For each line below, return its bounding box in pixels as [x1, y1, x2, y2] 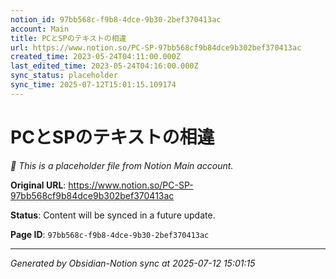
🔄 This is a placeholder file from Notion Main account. [10, 159, 234, 171]
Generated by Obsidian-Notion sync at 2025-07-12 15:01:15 [10, 257, 256, 269]
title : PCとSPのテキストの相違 [10, 33, 127, 43]
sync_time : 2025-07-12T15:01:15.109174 [10, 80, 177, 90]
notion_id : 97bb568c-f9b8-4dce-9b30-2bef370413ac [10, 14, 222, 25]
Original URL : [10, 179, 67, 191]
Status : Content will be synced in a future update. [10, 209, 216, 221]
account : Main [10, 24, 70, 34]
